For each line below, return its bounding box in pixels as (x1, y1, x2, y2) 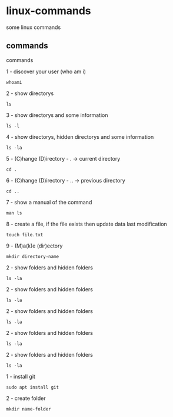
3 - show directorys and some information (6, 111, 108, 119)
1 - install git (6, 373, 35, 380)
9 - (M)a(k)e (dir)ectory (6, 242, 63, 249)
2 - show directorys (6, 90, 54, 97)
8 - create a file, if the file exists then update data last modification (6, 220, 168, 227)
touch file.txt (6, 232, 44, 237)
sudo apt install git (6, 384, 59, 390)
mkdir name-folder (6, 406, 51, 412)
